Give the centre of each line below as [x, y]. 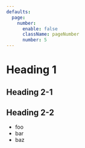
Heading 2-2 [30, 112]
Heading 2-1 [30, 92]
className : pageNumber [51, 34]
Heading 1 [32, 70]
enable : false [40, 29]
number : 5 [34, 40]
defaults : [19, 12]
